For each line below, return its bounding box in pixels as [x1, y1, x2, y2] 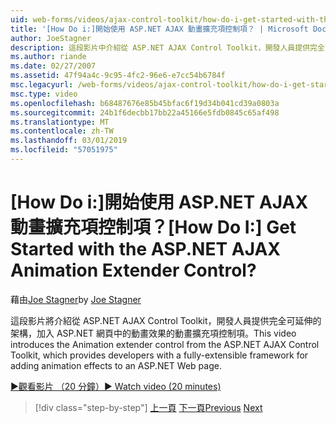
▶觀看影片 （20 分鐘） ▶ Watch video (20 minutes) [10, 380, 222, 392]
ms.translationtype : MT [10, 117, 110, 127]
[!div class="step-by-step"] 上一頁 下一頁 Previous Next [34, 401, 263, 413]
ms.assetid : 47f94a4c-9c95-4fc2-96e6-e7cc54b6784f [10, 71, 226, 81]
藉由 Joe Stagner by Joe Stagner [10, 293, 142, 305]
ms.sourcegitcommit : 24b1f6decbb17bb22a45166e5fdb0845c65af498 [10, 107, 280, 118]
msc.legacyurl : [10, 80, 74, 90]
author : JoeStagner [10, 33, 92, 43]
